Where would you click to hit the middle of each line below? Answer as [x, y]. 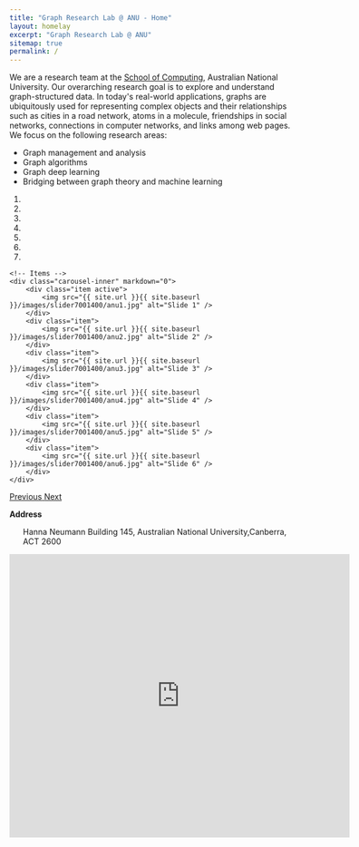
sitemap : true [36, 43]
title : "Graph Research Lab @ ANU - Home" [91, 18]
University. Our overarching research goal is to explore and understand [142, 87]
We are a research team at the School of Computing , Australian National [144, 77]
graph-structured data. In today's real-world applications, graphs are [138, 97]
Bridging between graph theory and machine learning [122, 181]
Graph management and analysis [84, 153]
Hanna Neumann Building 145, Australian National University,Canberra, [155, 532]
